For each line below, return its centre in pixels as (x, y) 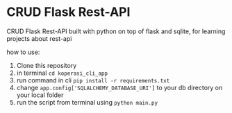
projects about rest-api (39, 38)
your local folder (40, 95)
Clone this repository (47, 65)
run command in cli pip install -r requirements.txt (93, 80)
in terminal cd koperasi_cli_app (62, 73)
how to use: (23, 52)
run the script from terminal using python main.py (87, 102)
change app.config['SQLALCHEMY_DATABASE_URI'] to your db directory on (119, 87)
